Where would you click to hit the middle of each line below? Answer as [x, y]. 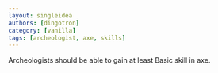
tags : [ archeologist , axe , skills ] [67, 38]
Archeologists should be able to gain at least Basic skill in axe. [109, 60]
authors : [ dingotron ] [44, 23]
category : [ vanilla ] [42, 30]
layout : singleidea [40, 15]
